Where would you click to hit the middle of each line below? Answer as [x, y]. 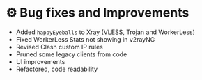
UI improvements [40, 61]
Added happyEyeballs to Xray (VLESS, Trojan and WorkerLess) [106, 32]
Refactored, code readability [57, 69]
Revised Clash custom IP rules [59, 47]
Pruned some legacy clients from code [71, 54]
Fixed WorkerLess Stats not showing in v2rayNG [85, 39]
